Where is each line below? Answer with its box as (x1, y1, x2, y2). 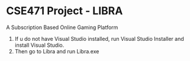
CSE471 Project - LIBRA (6, 4, 123, 18)
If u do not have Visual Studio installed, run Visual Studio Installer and (14, 35, 185, 42)
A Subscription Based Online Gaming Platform (6, 24, 118, 31)
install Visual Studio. (14, 41, 65, 49)
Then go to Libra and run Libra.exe (14, 47, 99, 54)
